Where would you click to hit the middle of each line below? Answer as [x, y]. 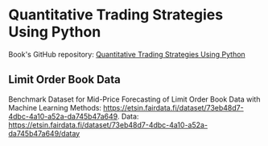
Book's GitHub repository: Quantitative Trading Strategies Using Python [127, 54]
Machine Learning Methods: [55, 107]
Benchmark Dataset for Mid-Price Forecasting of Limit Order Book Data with [134, 99]
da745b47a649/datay [44, 133]
